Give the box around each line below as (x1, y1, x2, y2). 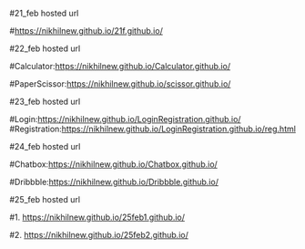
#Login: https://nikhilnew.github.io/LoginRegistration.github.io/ (9, 114, 241, 124)
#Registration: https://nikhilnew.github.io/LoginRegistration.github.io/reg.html (9, 123, 296, 134)
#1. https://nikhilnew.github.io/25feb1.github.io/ (9, 212, 185, 223)
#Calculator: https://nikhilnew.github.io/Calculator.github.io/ (9, 61, 230, 71)
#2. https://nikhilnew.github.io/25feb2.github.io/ (9, 230, 188, 240)
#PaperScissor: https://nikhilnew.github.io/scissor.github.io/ (9, 78, 231, 89)
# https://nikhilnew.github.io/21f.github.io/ (9, 26, 164, 36)
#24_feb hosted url (9, 141, 81, 151)
